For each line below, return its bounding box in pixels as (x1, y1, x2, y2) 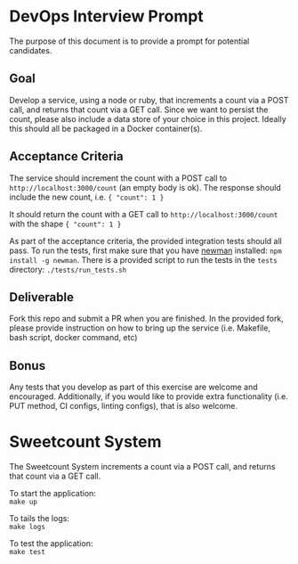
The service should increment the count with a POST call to (9, 172, 228, 184)
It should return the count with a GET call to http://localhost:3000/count (9, 208, 278, 219)
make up (9, 497, 38, 507)
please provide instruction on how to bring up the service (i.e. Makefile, (9, 323, 271, 333)
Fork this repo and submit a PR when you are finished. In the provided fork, (9, 314, 285, 324)
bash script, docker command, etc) (9, 332, 138, 343)
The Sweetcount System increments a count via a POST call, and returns (9, 462, 276, 472)
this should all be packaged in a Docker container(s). (9, 123, 203, 134)
